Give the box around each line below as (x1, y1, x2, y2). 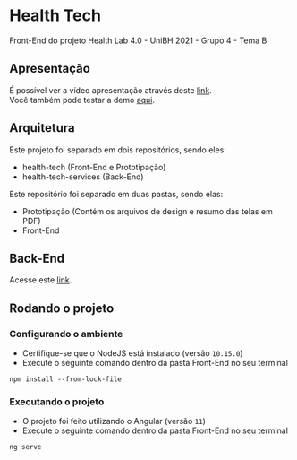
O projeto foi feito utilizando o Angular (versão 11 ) (21, 416, 206, 427)
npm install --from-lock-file (9, 375, 123, 384)
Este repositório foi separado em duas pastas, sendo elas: (9, 188, 224, 199)
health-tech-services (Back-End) (21, 171, 145, 182)
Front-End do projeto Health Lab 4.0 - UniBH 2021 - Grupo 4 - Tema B (9, 35, 267, 46)
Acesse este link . (9, 274, 72, 285)
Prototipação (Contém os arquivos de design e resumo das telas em (21, 205, 273, 216)
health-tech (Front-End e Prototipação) (21, 161, 166, 172)
